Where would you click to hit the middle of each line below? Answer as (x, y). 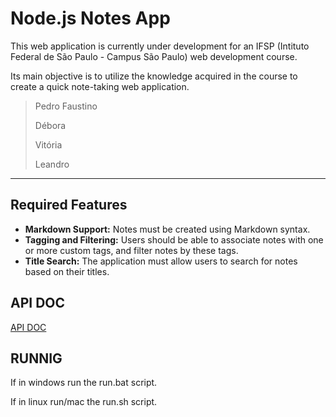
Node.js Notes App (90, 18)
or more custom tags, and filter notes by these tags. (131, 250)
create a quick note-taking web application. (100, 86)
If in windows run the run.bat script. (84, 383)
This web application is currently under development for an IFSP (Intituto (160, 46)
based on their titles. (67, 271)
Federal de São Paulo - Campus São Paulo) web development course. (154, 56)
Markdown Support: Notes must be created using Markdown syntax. (167, 229)
